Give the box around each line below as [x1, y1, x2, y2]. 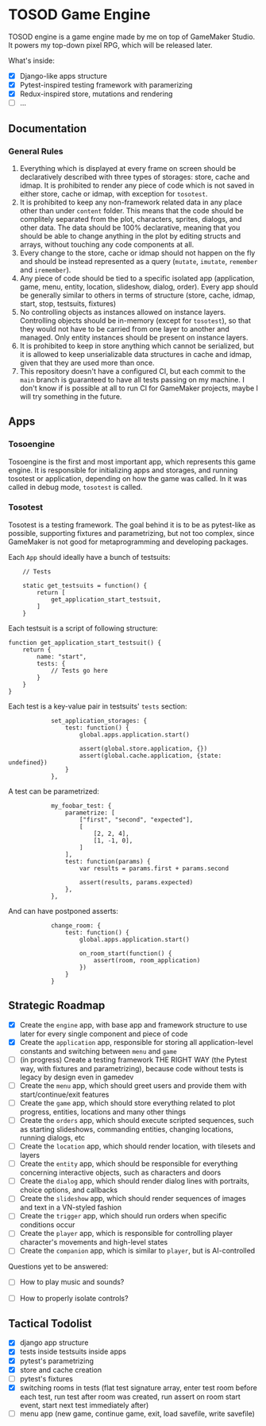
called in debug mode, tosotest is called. [8, 482, 143, 492]
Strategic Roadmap [8, 999, 106, 1012]
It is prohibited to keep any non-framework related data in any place [19, 197, 242, 207]
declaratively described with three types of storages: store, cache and [19, 172, 250, 181]
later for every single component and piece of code [19, 1028, 188, 1039]
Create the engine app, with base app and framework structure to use [19, 1020, 248, 1029]
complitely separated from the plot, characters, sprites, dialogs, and [19, 214, 242, 223]
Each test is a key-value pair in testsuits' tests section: [8, 701, 188, 711]
